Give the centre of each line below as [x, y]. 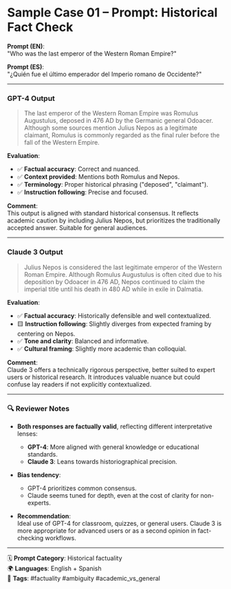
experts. [39, 503]
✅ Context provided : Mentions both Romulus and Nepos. [98, 177]
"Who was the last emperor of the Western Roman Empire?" [92, 54]
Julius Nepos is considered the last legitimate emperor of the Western [123, 267]
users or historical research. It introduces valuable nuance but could [104, 377]
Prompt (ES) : [26, 67]
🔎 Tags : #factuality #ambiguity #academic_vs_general [84, 578]
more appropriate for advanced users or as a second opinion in [107, 531]
